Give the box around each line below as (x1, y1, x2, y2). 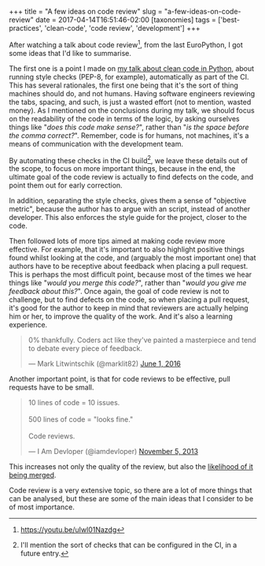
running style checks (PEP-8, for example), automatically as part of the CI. (9, 72, 249, 81)
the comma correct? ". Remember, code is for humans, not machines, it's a (9, 130, 249, 140)
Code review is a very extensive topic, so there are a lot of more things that (9, 486, 252, 495)
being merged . (9, 471, 57, 480)
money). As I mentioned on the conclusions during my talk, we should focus (9, 106, 255, 115)
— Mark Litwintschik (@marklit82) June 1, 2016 (28, 359, 182, 369)
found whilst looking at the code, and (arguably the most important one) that (9, 253, 256, 263)
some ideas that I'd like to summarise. (9, 48, 132, 58)
